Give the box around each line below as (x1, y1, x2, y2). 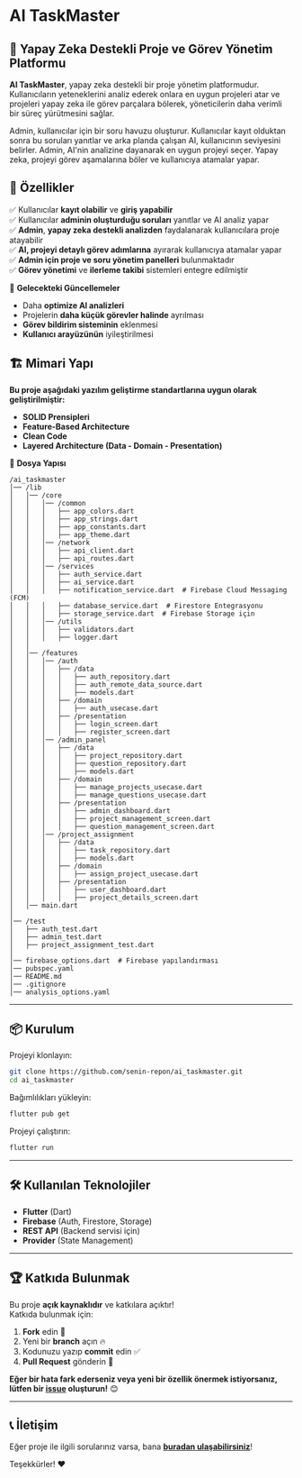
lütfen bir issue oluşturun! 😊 (9, 1382, 119, 1393)
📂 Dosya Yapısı (9, 457, 67, 469)
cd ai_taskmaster (9, 1076, 75, 1085)
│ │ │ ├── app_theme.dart (9, 530, 130, 539)
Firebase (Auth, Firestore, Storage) (22, 1216, 153, 1227)
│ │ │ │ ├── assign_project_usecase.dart (9, 869, 200, 879)
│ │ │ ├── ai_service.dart (9, 578, 135, 587)
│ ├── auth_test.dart (9, 925, 99, 934)
